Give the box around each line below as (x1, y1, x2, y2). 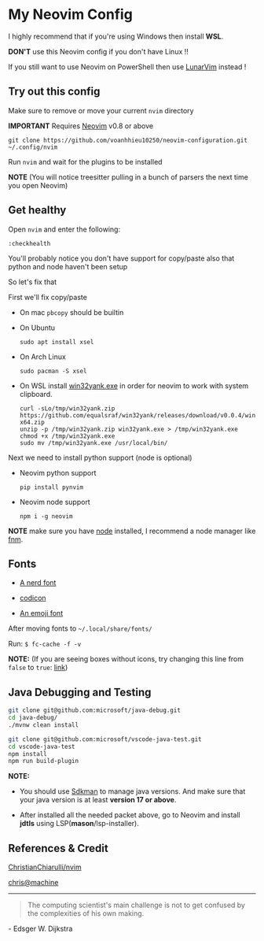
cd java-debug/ (8, 714, 58, 722)
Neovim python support (19, 468, 97, 477)
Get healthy (8, 203, 67, 217)
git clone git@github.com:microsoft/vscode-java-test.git (8, 735, 202, 743)
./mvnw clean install (8, 721, 79, 729)
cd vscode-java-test (8, 743, 76, 750)
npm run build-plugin (8, 758, 79, 765)
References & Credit (8, 841, 108, 855)
